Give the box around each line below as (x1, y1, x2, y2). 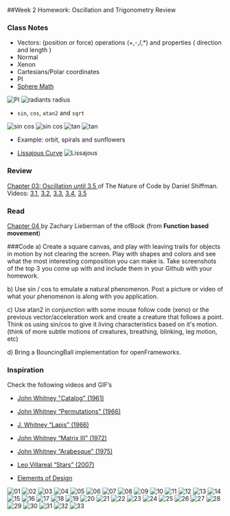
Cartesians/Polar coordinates (16, 68, 100, 76)
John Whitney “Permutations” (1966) (16, 407, 122, 416)
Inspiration (7, 365, 45, 374)
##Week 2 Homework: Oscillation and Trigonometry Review (7, 6, 176, 14)
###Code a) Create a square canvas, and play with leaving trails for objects (7, 242, 221, 250)
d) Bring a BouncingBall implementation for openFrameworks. (7, 348, 181, 356)
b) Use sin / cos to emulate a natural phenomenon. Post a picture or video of (7, 284, 224, 293)
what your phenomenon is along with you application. (7, 292, 159, 300)
